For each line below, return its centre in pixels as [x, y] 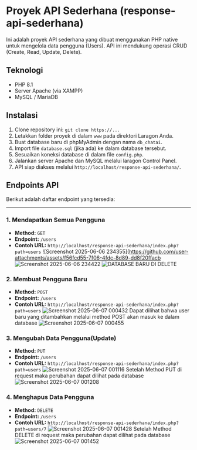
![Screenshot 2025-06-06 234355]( [86, 251]
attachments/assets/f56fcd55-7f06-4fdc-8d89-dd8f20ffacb [88, 258]
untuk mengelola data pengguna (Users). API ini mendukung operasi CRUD [97, 46]
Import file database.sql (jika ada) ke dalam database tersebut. [91, 148]
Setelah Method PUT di [154, 370]
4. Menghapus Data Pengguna [50, 397]
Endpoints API [33, 185]
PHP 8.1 [24, 84]
